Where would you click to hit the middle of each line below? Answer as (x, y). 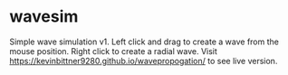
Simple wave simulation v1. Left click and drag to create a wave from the (144, 42)
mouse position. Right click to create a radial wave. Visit (113, 51)
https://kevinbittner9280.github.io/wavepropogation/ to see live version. (144, 61)
